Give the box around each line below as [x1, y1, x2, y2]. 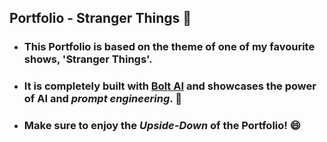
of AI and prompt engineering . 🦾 [23, 92, 182, 106]
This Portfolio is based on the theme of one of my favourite [23, 40, 316, 54]
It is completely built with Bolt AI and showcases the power [23, 79, 317, 93]
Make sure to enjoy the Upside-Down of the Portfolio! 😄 [23, 119, 301, 133]
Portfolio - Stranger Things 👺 [9, 10, 192, 27]
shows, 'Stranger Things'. [23, 52, 153, 66]
